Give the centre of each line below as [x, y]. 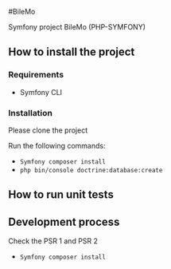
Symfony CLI [41, 92]
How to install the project [72, 52]
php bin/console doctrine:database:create [91, 170]
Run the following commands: [57, 145]
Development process [64, 222]
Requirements [36, 75]
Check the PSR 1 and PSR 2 [53, 241]
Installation [31, 113]
